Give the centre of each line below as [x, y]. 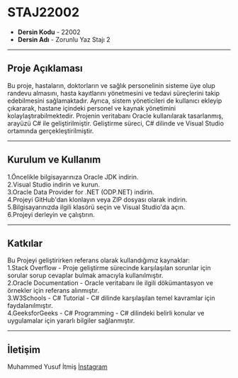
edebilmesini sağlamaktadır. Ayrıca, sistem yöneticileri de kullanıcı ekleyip [115, 101]
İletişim [24, 349]
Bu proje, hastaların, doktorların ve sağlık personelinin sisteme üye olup [112, 85]
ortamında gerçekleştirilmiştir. [51, 130]
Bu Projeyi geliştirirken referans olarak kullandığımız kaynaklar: [99, 260]
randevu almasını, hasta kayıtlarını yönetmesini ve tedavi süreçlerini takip [114, 93]
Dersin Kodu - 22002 [49, 32]
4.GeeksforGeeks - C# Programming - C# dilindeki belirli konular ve [106, 313]
